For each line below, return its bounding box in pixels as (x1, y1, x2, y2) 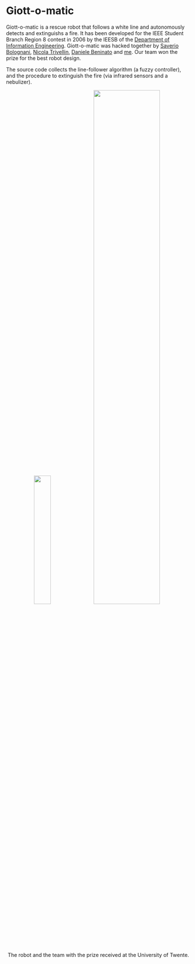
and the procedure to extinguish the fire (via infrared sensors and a (6, 72, 168, 79)
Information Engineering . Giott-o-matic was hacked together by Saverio (6, 42, 179, 49)
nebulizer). (6, 78, 32, 86)
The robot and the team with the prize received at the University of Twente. (8, 951, 189, 958)
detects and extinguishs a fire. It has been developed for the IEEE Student (6, 29, 184, 36)
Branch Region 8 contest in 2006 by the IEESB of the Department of (6, 36, 170, 43)
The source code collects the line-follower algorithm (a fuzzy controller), (6, 66, 182, 73)
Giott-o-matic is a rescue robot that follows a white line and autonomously (6, 23, 185, 30)
